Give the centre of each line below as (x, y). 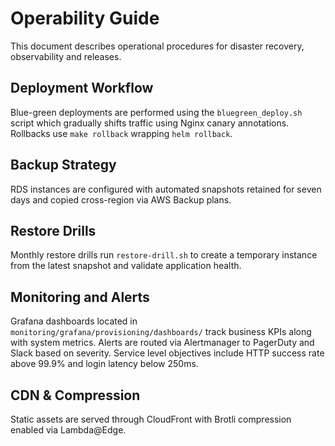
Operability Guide (85, 18)
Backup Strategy (63, 165)
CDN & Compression (75, 395)
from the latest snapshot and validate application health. (126, 266)
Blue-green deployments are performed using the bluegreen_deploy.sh (156, 112)
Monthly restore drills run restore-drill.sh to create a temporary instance (164, 255)
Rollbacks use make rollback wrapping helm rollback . (121, 133)
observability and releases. (66, 56)
